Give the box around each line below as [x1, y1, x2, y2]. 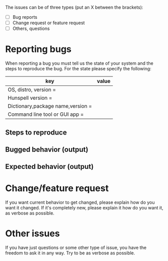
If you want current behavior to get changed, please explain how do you [5, 199, 155, 205]
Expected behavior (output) [5, 162, 94, 171]
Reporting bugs [5, 43, 72, 55]
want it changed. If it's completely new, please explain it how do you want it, [5, 205, 163, 211]
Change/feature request [5, 183, 109, 194]
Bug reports [12, 14, 38, 20]
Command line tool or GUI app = [8, 111, 84, 118]
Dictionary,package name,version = [8, 103, 92, 110]
